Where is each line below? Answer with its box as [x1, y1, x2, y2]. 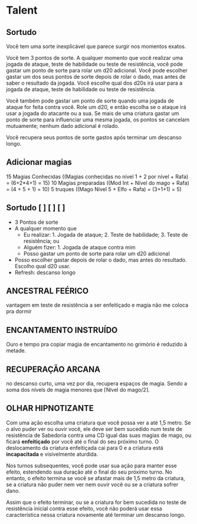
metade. [6, 347, 27, 354]
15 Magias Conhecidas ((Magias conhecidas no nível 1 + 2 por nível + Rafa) [6, 173, 189, 180]
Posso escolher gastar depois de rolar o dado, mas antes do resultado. [14, 256, 187, 263]
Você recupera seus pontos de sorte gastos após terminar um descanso [6, 134, 182, 141]
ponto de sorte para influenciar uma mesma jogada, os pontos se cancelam [6, 116, 190, 123]
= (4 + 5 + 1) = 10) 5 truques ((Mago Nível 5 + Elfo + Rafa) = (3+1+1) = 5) [6, 185, 182, 192]
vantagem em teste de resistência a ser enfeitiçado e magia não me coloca [6, 301, 189, 308]
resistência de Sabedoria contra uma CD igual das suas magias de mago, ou [6, 432, 192, 439]
